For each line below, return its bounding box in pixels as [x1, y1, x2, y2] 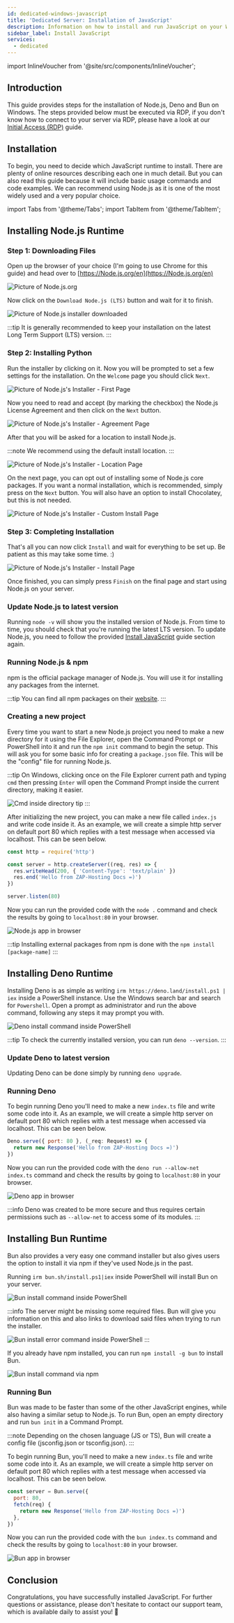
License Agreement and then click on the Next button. [7, 406, 162, 414]
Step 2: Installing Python [7, 348, 93, 358]
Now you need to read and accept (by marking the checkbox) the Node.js [7, 399, 219, 407]
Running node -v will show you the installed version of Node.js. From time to [7, 618, 226, 626]
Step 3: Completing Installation [7, 526, 115, 536]
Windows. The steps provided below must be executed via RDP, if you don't [7, 108, 225, 116]
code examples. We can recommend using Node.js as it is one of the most [7, 184, 221, 192]
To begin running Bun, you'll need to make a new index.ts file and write [7, 1453, 213, 1461]
